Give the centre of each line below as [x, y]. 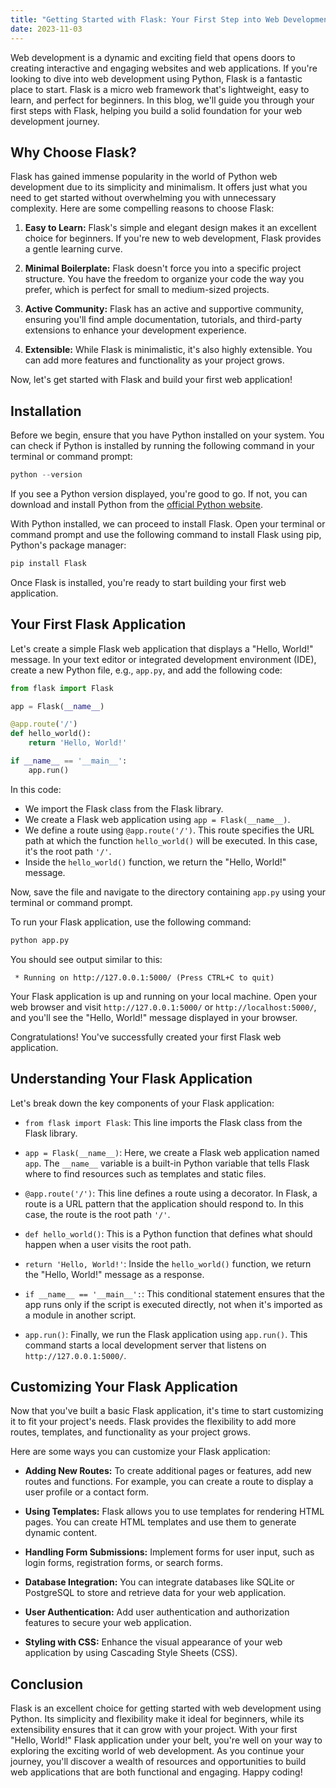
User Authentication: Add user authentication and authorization [157, 1612]
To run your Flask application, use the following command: [131, 922]
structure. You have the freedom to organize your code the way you [164, 279]
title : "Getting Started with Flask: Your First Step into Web [145, 19]
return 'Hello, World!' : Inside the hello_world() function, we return [168, 1263]
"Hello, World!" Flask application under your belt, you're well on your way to [166, 1740]
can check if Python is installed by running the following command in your [162, 446]
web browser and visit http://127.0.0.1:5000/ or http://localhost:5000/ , [163, 1007]
